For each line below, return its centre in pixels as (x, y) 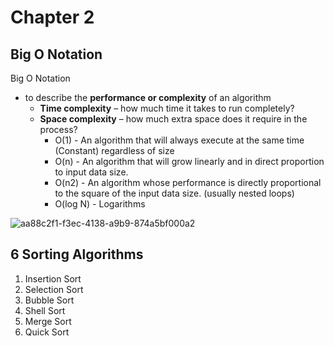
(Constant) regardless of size (114, 150)
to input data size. (91, 172)
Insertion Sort (53, 278)
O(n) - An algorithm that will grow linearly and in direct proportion (189, 161)
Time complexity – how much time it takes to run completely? (167, 108)
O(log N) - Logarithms (100, 204)
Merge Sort (48, 321)
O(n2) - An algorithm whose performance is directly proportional (188, 182)
